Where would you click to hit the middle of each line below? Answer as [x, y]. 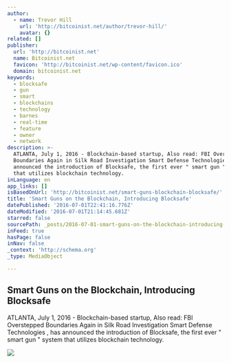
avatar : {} [35, 33]
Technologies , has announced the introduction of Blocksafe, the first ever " [114, 332]
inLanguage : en [29, 179]
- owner [24, 135]
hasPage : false [29, 237]
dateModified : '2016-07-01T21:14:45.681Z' [69, 212]
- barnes [26, 115]
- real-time [31, 122]
